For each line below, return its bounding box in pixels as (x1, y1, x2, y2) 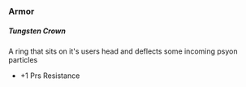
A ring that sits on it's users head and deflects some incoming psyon (8, 46, 238, 56)
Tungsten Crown (8, 26, 67, 36)
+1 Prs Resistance (19, 71, 80, 80)
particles (8, 54, 38, 64)
